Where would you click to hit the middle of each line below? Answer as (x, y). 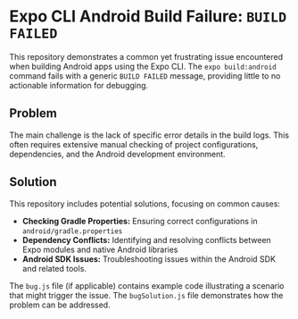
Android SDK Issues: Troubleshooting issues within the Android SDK (149, 259)
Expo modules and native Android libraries (100, 249)
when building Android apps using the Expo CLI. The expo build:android (143, 66)
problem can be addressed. (60, 305)
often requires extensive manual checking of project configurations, (134, 144)
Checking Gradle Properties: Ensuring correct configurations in (140, 221)
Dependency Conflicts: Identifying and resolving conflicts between (147, 239)
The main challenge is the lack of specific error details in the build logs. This (149, 135)
